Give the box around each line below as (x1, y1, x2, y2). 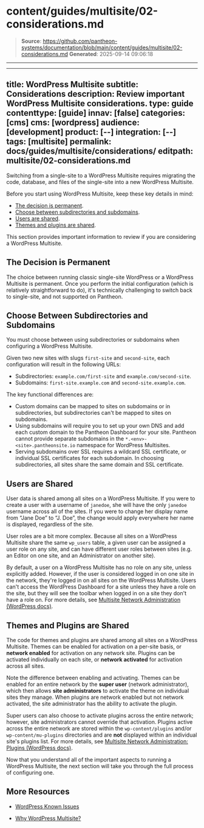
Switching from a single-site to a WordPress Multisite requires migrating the (6, 172, 195, 179)
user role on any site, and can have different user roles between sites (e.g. (6, 545, 192, 553)
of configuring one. (6, 769, 55, 776)
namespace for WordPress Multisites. (76, 442, 171, 449)
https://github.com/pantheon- (42, 37, 118, 44)
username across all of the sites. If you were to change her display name (6, 508, 188, 515)
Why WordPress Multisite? (15, 815, 81, 822)
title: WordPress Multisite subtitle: (6, 79, 138, 90)
